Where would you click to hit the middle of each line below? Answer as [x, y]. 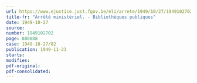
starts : [16, 55]
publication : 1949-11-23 [36, 50]
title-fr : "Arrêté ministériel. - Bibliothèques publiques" [81, 17]
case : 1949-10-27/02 [31, 44]
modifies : [18, 60]
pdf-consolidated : [28, 71]
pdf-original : [23, 66]
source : [16, 28]
